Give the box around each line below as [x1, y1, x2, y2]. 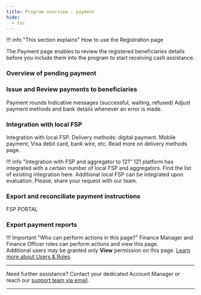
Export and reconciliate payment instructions [6, 192, 141, 200]
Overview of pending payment [6, 69, 97, 78]
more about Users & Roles [6, 253, 71, 260]
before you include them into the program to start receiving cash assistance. [6, 54, 195, 62]
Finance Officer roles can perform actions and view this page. [6, 241, 159, 248]
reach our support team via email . [6, 276, 90, 284]
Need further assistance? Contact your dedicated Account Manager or [6, 270, 181, 278]
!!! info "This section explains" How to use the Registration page [6, 37, 163, 44]
